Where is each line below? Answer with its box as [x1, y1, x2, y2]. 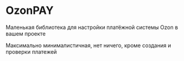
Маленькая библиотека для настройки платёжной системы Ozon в [5, 24, 179, 31]
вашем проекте [5, 30, 46, 37]
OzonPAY [5, 4, 54, 18]
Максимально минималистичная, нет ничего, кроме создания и [5, 42, 171, 49]
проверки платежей [5, 48, 57, 55]
